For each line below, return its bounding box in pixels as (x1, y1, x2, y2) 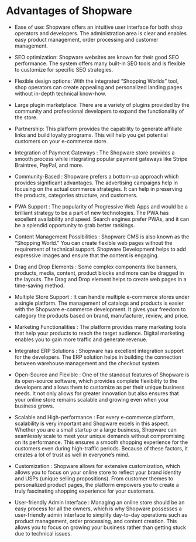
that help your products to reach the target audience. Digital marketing (14, 329, 185, 336)
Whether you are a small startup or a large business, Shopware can (14, 426, 177, 433)
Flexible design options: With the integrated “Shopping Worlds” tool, (14, 78, 179, 85)
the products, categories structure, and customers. (14, 191, 138, 198)
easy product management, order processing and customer (14, 36, 159, 43)
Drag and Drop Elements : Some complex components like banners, (14, 263, 178, 270)
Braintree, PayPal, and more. (14, 161, 84, 169)
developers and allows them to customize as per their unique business (14, 383, 185, 390)
